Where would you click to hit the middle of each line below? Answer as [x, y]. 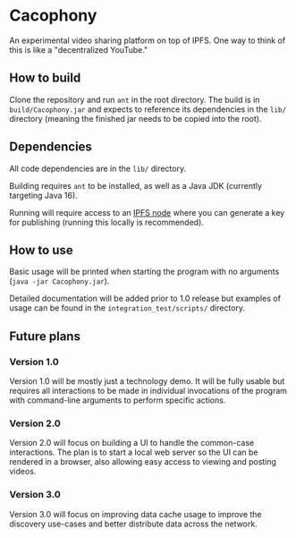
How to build [45, 78]
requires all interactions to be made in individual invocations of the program [148, 391]
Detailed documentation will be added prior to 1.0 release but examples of [145, 299]
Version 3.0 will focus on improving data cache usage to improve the [135, 514]
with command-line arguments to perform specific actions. [118, 400]
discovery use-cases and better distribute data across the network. [133, 524]
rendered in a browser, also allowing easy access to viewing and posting [143, 462]
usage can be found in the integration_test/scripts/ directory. [127, 308]
